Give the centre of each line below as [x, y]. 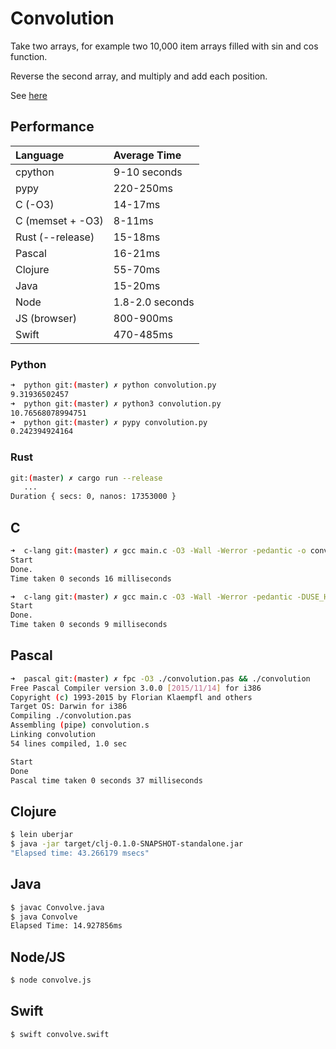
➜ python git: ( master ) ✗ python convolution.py [113, 385]
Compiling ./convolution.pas [71, 716]
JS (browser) [46, 318]
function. [29, 56]
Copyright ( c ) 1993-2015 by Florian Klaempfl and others [131, 697]
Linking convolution [53, 735]
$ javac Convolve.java [57, 907]
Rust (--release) [55, 237]
